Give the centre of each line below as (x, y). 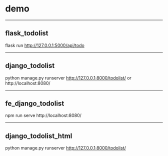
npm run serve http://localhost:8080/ (43, 115)
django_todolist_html (39, 136)
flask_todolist (27, 33)
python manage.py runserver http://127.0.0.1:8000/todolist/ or (68, 77)
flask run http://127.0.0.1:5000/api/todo (45, 45)
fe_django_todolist (35, 103)
